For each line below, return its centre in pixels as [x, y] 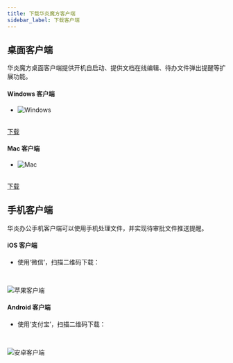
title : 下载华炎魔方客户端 [42, 14]
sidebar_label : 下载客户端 [43, 20]
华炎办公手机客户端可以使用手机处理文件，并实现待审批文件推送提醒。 [107, 228]
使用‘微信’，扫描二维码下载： [59, 262]
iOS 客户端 [23, 245]
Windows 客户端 [31, 94]
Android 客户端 [29, 307]
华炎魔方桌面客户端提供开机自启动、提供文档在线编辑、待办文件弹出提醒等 [113, 68]
